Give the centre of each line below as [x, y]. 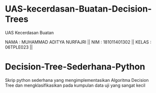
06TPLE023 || [19, 47]
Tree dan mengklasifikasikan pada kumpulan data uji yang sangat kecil [75, 85]
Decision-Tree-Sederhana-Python [75, 67]
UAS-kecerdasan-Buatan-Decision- [78, 9]
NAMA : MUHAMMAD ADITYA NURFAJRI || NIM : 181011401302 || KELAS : [78, 42]
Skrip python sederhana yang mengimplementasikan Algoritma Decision [77, 80]
